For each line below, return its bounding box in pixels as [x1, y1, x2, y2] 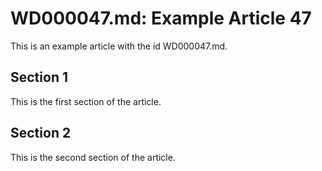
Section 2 [10, 125, 72, 142]
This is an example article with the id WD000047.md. [10, 40, 228, 52]
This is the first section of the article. [10, 95, 162, 107]
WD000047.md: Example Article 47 [10, 7, 312, 30]
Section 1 [10, 69, 68, 86]
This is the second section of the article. [10, 151, 176, 163]
